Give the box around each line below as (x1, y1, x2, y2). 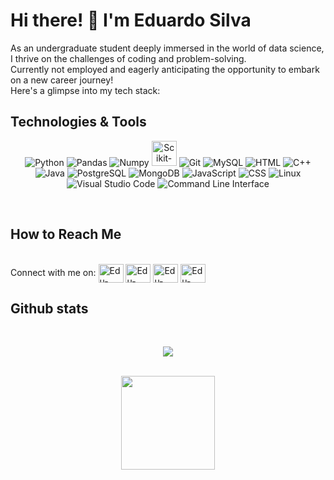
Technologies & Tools (10, 114, 147, 131)
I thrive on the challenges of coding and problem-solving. (10, 52, 247, 64)
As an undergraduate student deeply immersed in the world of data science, (10, 42, 325, 54)
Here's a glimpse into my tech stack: (10, 84, 161, 96)
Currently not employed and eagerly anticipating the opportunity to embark (10, 63, 320, 75)
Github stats (10, 300, 89, 317)
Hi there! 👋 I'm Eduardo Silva (10, 9, 252, 32)
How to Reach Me (10, 226, 122, 243)
